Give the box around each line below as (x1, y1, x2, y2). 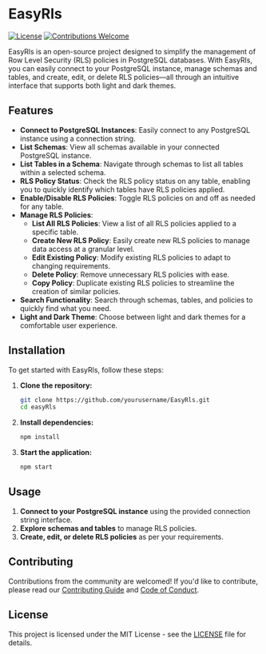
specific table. (31, 227, 79, 237)
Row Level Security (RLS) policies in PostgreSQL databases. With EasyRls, (8, 55, 253, 65)
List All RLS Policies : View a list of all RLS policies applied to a (31, 218, 237, 228)
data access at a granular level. (31, 244, 135, 253)
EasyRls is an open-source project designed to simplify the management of (8, 46, 256, 56)
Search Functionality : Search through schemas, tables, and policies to (19, 295, 253, 305)
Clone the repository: (19, 381, 93, 390)
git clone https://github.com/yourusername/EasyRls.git (19, 396, 210, 404)
